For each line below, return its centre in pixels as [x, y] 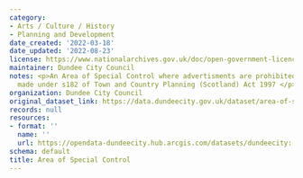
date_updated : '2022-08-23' [62, 51]
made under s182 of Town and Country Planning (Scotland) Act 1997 [147, 85]
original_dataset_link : [54, 101]
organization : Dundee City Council [76, 93]
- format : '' [34, 127]
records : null [36, 110]
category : [28, 18]
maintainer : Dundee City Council [72, 68]
